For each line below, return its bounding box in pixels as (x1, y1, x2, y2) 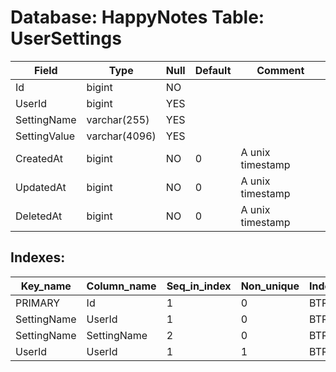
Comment (256, 63, 305, 77)
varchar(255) (86, 112, 150, 126)
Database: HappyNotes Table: (10, 6, 265, 29)
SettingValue (15, 129, 76, 143)
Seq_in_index (166, 279, 232, 293)
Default (194, 63, 232, 77)
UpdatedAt (15, 180, 67, 194)
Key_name (20, 279, 72, 293)
